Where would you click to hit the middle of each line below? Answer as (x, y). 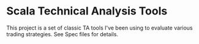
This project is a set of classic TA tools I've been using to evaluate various (99, 28)
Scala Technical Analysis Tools (87, 11)
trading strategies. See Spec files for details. (62, 34)
